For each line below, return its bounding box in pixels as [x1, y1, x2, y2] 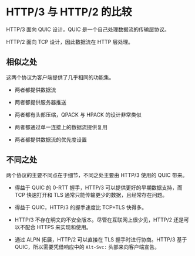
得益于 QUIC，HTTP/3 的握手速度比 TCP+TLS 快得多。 [14, 203, 147, 211]
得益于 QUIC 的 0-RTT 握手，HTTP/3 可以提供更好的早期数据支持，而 [14, 184, 183, 191]
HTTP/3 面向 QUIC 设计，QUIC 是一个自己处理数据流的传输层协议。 [6, 26, 170, 33]
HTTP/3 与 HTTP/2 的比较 [6, 5, 132, 19]
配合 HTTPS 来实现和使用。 [25, 223, 92, 230]
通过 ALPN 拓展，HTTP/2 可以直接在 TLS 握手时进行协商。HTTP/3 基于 [14, 235, 187, 243]
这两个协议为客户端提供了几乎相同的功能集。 [6, 74, 115, 81]
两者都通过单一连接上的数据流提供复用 [14, 124, 107, 131]
